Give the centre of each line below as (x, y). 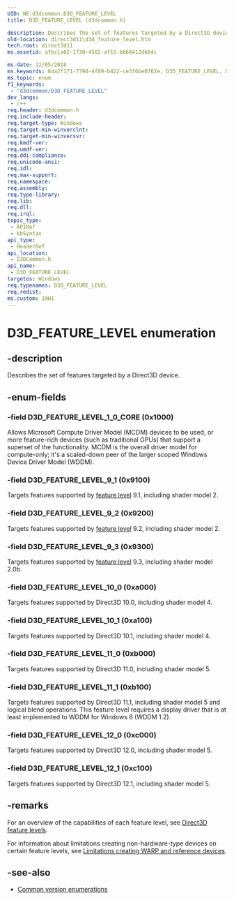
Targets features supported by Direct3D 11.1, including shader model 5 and (114, 703)
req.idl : (20, 169)
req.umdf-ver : (28, 149)
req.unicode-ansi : (34, 162)
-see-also (29, 872)
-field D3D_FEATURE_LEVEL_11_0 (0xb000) (81, 654)
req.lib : (20, 201)
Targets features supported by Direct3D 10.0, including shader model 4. (110, 602)
